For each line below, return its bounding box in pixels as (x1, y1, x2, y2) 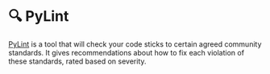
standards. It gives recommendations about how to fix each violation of (8, 47, 244, 57)
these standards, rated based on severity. (8, 56, 147, 66)
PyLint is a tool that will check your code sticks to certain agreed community (8, 39, 262, 49)
